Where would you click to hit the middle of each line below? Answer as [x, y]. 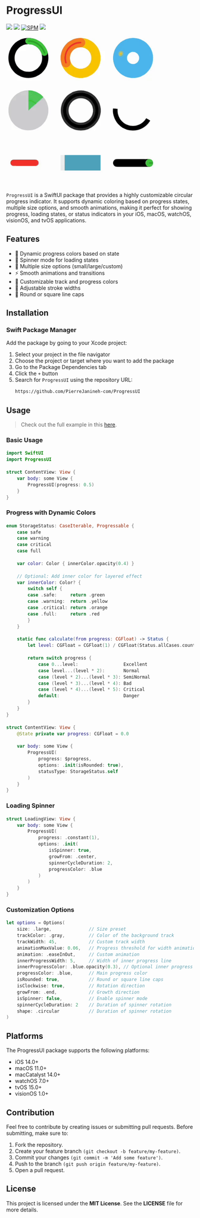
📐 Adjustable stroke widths [48, 288]
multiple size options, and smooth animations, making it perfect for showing [99, 207]
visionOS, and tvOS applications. [46, 220]
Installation [27, 313]
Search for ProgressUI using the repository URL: [74, 380]
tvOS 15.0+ [28, 1087]
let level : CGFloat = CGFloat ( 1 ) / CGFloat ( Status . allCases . [105, 646]
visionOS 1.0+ [32, 1094]
